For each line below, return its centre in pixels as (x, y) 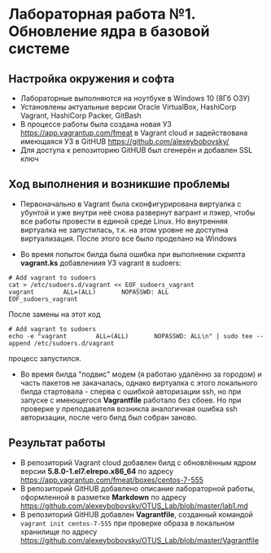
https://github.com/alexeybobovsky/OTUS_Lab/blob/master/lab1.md (134, 506)
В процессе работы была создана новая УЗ (96, 124)
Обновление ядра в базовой (109, 31)
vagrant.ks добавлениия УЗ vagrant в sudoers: (101, 263)
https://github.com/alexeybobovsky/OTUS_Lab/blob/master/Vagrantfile (139, 540)
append (20, 343)
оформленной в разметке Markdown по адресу (103, 497)
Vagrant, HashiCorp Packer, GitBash (81, 115)
